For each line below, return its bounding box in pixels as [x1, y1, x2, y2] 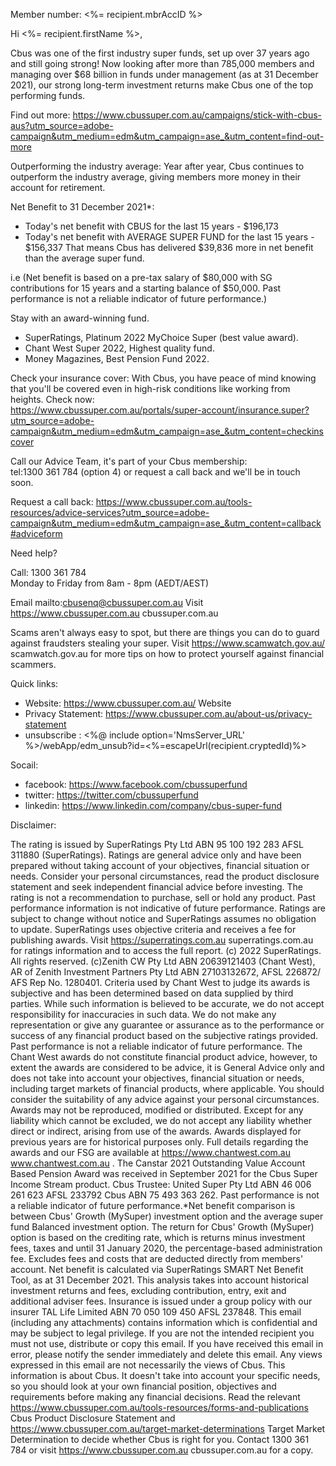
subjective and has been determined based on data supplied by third [10, 987, 294, 999]
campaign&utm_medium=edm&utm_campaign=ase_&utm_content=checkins [10, 425, 325, 437]
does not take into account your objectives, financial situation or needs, [10, 1072, 305, 1084]
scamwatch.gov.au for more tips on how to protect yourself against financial [10, 648, 325, 659]
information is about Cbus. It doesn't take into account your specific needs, [10, 1370, 321, 1381]
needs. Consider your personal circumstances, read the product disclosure [10, 870, 320, 882]
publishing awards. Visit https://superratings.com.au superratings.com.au [10, 934, 314, 946]
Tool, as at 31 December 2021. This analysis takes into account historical [10, 1274, 309, 1286]
